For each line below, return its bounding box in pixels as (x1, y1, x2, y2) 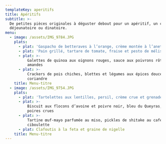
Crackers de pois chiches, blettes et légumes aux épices (27, 72, 149, 77)
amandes (27, 62, 43, 67)
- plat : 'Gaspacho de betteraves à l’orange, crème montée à (18, 44, 147, 49)
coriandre (27, 76, 48, 81)
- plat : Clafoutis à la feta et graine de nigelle (18, 127, 125, 132)
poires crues (27, 108, 54, 114)
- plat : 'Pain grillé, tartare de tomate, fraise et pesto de (18, 48, 149, 53)
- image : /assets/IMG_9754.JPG (9, 85, 74, 91)
